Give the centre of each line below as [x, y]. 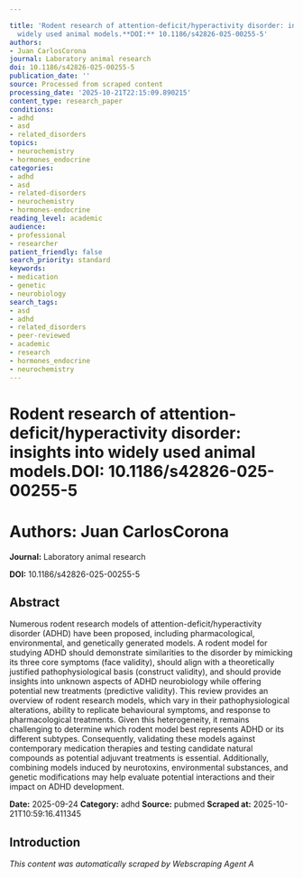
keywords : [28, 269]
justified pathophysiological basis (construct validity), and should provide [146, 672]
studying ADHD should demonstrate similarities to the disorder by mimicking [151, 653]
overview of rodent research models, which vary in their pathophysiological [150, 700]
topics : [24, 143]
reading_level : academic [56, 218]
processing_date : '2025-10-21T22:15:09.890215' [101, 92]
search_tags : [34, 302]
